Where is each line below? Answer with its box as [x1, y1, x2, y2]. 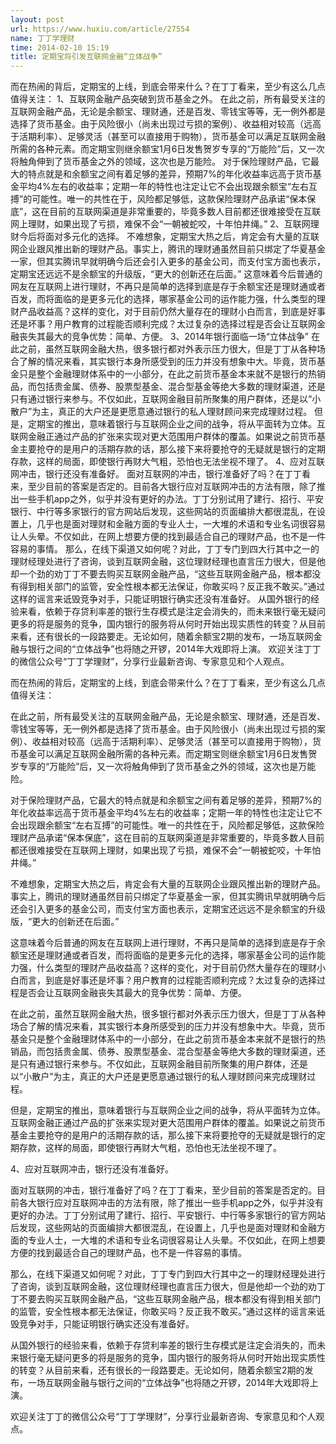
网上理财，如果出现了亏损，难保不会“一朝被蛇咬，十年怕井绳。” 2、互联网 [10, 218, 311, 230]
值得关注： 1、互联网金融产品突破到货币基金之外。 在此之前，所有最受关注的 [10, 93, 326, 105]
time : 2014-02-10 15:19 [10, 42, 110, 53]
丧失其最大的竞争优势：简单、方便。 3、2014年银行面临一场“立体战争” [18, 331, 310, 343]
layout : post [10, 14, 65, 25]
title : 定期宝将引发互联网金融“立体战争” [10, 52, 163, 62]
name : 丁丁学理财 [10, 33, 75, 43]
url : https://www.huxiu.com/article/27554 [10, 24, 190, 34]
